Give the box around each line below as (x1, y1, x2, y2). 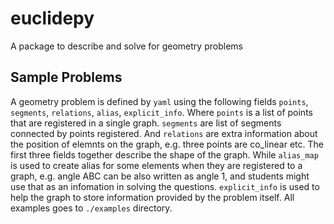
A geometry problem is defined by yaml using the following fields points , (10, 95, 309, 107)
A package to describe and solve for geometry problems (10, 40, 243, 52)
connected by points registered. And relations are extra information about (10, 127, 318, 139)
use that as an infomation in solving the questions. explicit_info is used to (10, 180, 320, 192)
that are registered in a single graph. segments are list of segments (10, 117, 282, 129)
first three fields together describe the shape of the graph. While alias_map (10, 148, 319, 161)
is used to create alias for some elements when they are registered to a (10, 159, 303, 171)
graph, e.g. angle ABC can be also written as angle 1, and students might (10, 170, 310, 182)
